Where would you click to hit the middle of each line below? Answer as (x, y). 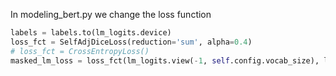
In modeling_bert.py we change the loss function (111, 14)
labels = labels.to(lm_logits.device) (91, 33)
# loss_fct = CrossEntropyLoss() (80, 51)
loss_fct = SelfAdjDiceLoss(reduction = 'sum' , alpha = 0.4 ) (131, 42)
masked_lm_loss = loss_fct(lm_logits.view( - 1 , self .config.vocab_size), (165, 60)
